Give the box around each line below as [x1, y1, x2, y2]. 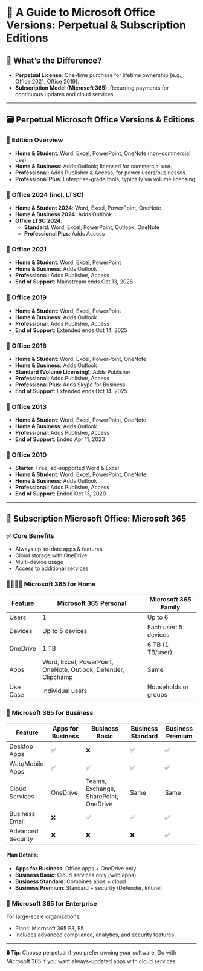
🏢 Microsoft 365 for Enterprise [6, 899, 97, 907]
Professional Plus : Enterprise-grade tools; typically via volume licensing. [14, 175, 197, 182]
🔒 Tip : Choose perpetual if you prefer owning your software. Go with [6, 949, 177, 956]
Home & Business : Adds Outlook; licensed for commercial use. [14, 162, 172, 170]
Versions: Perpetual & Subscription [6, 18, 186, 32]
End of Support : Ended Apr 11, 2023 [14, 436, 106, 443]
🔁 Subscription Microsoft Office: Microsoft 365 [6, 513, 187, 523]
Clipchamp [42, 673, 74, 681]
